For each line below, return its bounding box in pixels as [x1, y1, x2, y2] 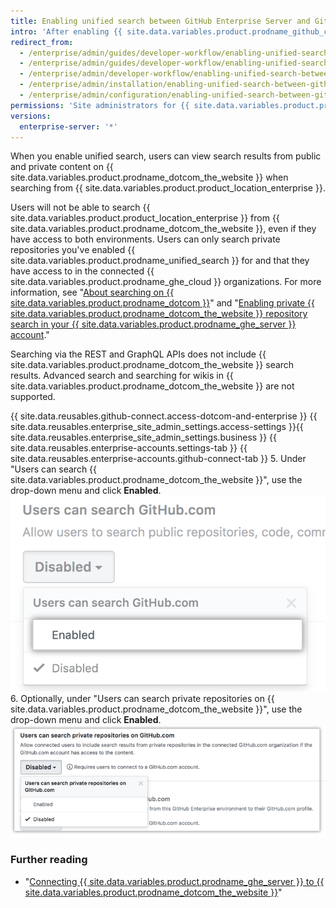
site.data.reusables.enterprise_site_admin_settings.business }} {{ [10, 431, 277, 444]
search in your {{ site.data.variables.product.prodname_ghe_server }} [10, 318, 297, 330]
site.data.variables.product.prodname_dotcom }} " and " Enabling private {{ [10, 297, 316, 309]
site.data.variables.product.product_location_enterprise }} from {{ [10, 212, 280, 224]
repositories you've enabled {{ [10, 244, 136, 256]
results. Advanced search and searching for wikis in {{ [10, 370, 234, 382]
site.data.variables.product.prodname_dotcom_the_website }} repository [10, 308, 308, 320]
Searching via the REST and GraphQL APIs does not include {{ [10, 348, 267, 360]
